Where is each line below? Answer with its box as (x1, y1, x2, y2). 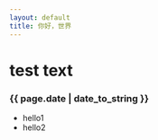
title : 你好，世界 (9, 22, 72, 31)
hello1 (22, 112, 44, 123)
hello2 (22, 122, 46, 133)
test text (9, 60, 74, 81)
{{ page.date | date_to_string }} (9, 92, 149, 104)
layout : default (9, 13, 70, 22)
